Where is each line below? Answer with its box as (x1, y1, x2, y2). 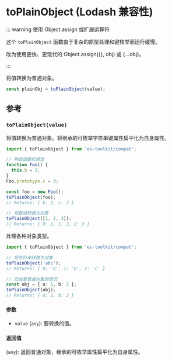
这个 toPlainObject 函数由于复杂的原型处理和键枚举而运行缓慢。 (6, 38, 160, 45)
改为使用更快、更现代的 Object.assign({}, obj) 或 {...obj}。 (6, 50, 145, 57)
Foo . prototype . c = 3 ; (6, 178, 59, 184)
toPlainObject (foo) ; (6, 194, 57, 200)
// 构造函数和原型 (6, 156, 45, 163)
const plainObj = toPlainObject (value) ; (6, 86, 106, 92)
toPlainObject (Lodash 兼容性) (6, 5, 153, 19)
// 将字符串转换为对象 (6, 255, 54, 260)
